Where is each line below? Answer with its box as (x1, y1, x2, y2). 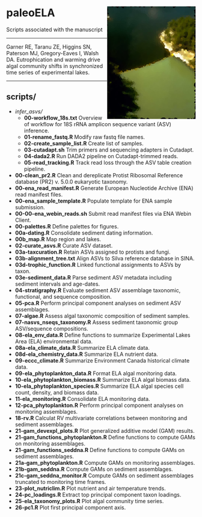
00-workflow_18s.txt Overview (23, 114, 102, 121)
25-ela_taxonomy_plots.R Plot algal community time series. (14, 497, 164, 504)
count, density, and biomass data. (14, 388, 99, 396)
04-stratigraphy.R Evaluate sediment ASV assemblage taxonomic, (14, 286, 181, 294)
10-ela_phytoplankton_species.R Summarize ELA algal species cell (14, 382, 184, 390)
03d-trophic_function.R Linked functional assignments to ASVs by (14, 261, 182, 268)
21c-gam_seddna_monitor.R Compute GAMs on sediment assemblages (14, 472, 194, 479)
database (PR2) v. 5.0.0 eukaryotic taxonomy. (14, 178, 128, 185)
